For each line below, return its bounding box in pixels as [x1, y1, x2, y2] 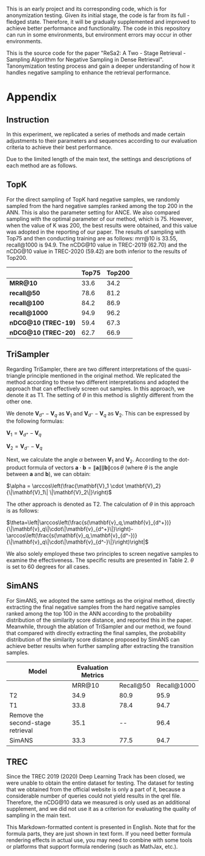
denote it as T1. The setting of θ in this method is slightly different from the [6, 391, 194, 398]
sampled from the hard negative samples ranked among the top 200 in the [6, 202, 193, 209]
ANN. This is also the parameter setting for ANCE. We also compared [6, 209, 180, 216]
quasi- [175, 365, 192, 373]
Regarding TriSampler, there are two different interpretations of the [6, 365, 174, 373]
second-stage [9, 718, 51, 727]
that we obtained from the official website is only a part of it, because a [6, 786, 185, 793]
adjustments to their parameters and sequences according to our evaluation [6, 137, 197, 144]
